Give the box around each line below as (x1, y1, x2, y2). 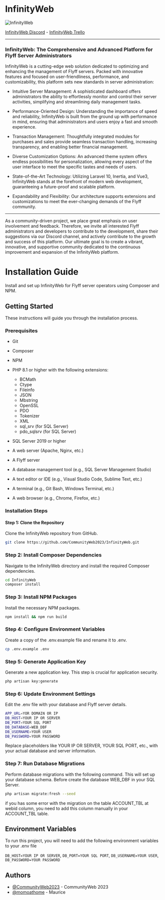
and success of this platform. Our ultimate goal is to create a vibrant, (5, 239, 144, 245)
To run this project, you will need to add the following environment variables (5, 838, 159, 844)
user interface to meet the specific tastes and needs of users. (12, 164, 137, 170)
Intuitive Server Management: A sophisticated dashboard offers (12, 88, 141, 94)
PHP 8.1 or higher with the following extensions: (12, 367, 109, 373)
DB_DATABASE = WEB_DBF (5, 725, 48, 730)
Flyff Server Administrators (5, 52, 72, 59)
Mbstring (19, 397, 38, 403)
